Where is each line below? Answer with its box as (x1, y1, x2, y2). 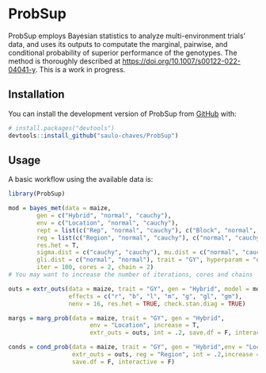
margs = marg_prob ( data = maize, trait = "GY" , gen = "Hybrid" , (8, 314, 225, 322)
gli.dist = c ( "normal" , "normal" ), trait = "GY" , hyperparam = (36, 256, 249, 264)
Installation (8, 88, 65, 102)
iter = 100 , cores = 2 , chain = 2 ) (36, 263, 154, 271)
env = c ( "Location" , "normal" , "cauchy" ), (36, 219, 179, 227)
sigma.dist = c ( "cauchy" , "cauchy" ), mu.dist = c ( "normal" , (36, 248, 239, 256)
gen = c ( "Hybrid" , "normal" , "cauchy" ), (36, 212, 172, 220)
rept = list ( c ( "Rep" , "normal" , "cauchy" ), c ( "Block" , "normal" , (36, 226, 257, 234)
